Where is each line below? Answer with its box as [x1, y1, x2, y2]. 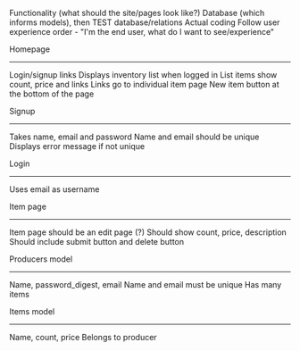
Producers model [9, 254, 73, 264]
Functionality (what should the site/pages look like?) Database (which [9, 8, 265, 18]
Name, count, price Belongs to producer [9, 332, 158, 342]
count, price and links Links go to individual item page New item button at [9, 79, 279, 89]
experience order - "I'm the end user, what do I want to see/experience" [9, 27, 275, 37]
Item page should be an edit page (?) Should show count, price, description [9, 227, 287, 238]
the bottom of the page [9, 88, 95, 99]
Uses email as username [9, 184, 100, 195]
